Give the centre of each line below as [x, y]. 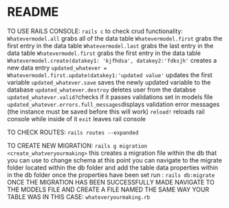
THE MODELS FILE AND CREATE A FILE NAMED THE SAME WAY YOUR [108, 189]
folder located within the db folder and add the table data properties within [113, 167]
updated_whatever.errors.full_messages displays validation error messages [113, 104]
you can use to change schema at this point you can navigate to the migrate [115, 160]
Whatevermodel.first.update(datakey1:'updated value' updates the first [110, 75]
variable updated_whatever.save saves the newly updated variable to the [109, 82]
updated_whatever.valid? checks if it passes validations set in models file [110, 96]
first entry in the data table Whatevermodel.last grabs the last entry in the [110, 45]
